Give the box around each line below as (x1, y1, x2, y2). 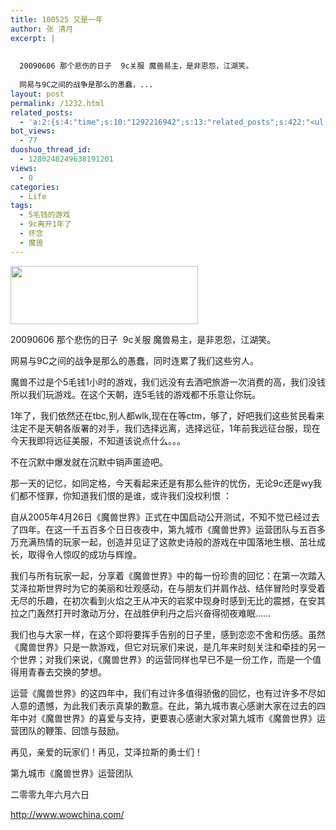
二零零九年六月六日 (10, 788, 90, 800)
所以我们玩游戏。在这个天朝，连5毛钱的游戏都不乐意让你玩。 (10, 388, 262, 400)
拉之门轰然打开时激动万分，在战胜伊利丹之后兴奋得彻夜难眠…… (10, 607, 272, 619)
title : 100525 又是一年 (10, 14, 103, 25)
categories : (10, 182, 60, 192)
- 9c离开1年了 (19, 219, 72, 230)
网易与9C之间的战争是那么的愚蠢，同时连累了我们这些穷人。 (10, 354, 259, 366)
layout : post (10, 89, 65, 99)
